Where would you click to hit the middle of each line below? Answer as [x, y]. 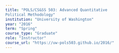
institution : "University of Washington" [50, 19]
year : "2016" [19, 24]
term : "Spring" [21, 29]
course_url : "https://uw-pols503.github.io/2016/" [60, 43]
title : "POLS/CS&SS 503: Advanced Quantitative [56, 10]
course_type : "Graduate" [31, 33]
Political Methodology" [30, 15]
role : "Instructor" [26, 38]
